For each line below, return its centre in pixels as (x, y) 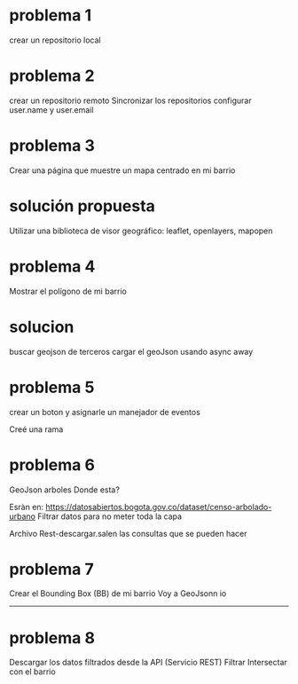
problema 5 (52, 387)
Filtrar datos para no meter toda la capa (110, 516)
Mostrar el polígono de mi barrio (68, 291)
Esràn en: (27, 507)
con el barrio (32, 672)
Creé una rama (36, 429)
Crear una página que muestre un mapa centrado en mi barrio (122, 170)
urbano (23, 516)
